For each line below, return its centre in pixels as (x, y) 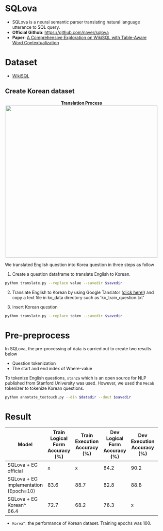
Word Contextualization (35, 42)
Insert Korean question (35, 307)
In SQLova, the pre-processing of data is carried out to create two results (78, 349)
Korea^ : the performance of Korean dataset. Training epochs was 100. (81, 523)
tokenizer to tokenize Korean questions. (45, 388)
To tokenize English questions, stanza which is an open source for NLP (76, 378)
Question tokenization (34, 363)
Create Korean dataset (40, 91)
